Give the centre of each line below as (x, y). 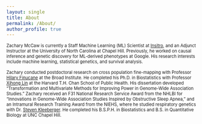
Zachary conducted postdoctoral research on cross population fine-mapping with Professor (99, 73)
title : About (23, 18)
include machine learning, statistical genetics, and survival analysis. (75, 62)
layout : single (26, 12)
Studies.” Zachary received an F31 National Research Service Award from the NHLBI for (95, 94)
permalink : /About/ (31, 23)
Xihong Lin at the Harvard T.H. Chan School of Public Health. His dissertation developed (95, 83)
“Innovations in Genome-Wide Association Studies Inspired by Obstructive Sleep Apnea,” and (100, 99)
